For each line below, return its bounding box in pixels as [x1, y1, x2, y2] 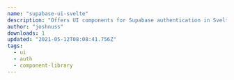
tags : [7, 42, 23, 49]
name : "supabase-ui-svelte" [7, 10, 89, 17]
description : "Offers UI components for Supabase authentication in [7, 17, 210, 24]
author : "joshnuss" [7, 23, 64, 30]
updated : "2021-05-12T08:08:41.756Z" [7, 36, 117, 43]
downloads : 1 [7, 29, 45, 37]
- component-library [13, 62, 73, 69]
